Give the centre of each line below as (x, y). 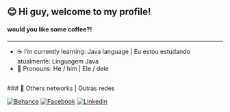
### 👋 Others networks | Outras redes (61, 88)
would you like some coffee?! (50, 29)
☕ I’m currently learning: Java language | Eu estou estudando (103, 51)
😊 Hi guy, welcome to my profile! (79, 12)
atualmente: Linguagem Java (58, 61)
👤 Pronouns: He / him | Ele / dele (63, 68)
